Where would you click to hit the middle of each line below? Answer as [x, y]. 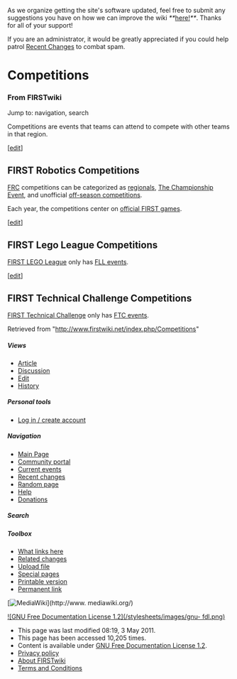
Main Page [33, 454]
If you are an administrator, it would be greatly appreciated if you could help [118, 39]
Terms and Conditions [50, 668]
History [28, 386]
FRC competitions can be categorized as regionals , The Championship [111, 188]
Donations [33, 499]
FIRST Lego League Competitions [83, 245]
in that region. [28, 134]
